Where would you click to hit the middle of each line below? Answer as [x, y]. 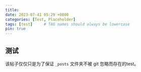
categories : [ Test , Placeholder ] [40, 19]
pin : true [16, 29]
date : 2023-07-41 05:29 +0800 [37, 15]
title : [12, 10]
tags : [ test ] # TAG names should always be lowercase [67, 24]
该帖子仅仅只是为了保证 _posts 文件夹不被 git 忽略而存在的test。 [72, 63]
